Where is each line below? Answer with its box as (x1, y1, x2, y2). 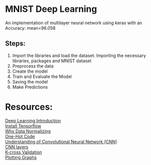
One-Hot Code (5, 133, 36, 139)
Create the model (12, 68, 48, 74)
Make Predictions (12, 84, 48, 90)
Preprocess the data (12, 63, 54, 69)
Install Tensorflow (5, 123, 41, 129)
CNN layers (5, 144, 29, 150)
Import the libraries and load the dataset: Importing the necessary (12, 52, 147, 58)
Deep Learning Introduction (5, 118, 61, 124)
